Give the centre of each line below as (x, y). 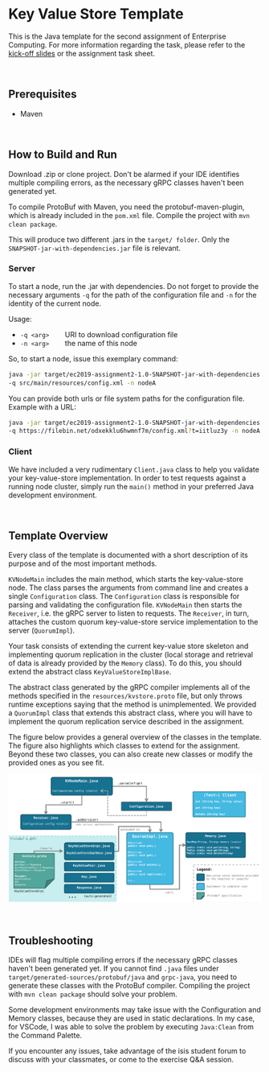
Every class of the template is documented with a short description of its (128, 555)
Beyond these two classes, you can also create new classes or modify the (130, 754)
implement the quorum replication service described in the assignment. (126, 722)
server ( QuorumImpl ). (41, 631)
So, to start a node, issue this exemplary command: (93, 358)
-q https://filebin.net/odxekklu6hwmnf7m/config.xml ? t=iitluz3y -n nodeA (134, 431)
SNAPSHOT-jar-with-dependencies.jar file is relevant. (95, 248)
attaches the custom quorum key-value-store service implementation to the (133, 622)
